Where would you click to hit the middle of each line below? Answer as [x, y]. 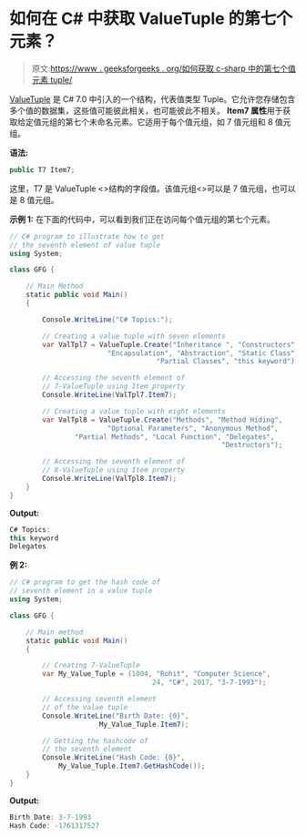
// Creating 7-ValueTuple [92, 666]
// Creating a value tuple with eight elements [134, 411]
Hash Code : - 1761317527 [55, 825]
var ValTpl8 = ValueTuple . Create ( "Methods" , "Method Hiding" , [163, 420]
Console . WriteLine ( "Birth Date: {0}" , [116, 716]
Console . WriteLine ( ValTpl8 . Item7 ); [110, 479]
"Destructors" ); [252, 445]
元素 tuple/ [52, 79]
